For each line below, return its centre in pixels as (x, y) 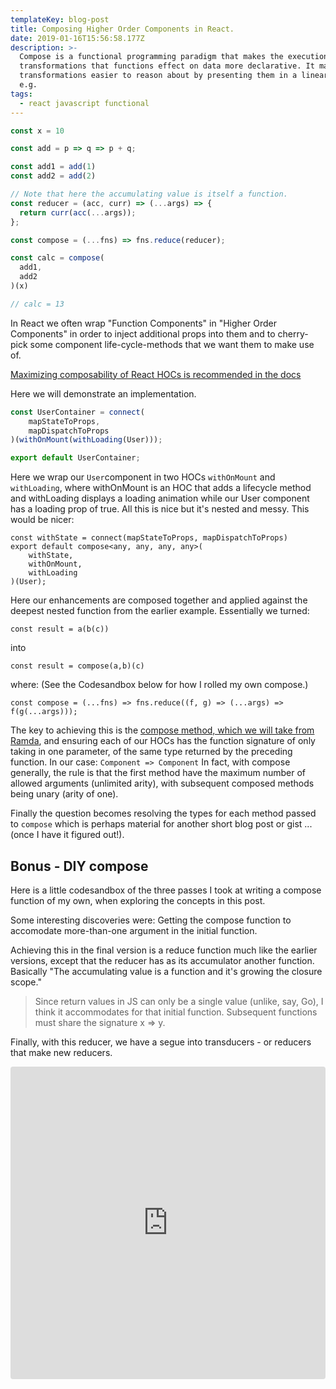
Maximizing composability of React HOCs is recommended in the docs (156, 374)
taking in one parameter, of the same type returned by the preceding (151, 752)
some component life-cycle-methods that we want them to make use (172, 344)
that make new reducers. (61, 1052)
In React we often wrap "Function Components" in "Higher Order (143, 323)
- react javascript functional (84, 103)
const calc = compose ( (57, 258)
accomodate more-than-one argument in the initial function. (134, 930)
